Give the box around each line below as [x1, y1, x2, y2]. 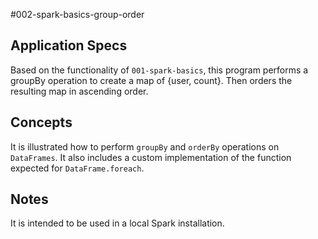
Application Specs [10, 37, 128, 54]
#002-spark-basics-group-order [10, 9, 145, 20]
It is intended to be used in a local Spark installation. [10, 217, 225, 229]
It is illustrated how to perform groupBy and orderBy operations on [10, 140, 280, 153]
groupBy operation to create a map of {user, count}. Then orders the [10, 74, 293, 86]
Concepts [10, 114, 73, 131]
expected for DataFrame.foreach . [10, 162, 145, 174]
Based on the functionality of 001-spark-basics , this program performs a [10, 64, 309, 76]
